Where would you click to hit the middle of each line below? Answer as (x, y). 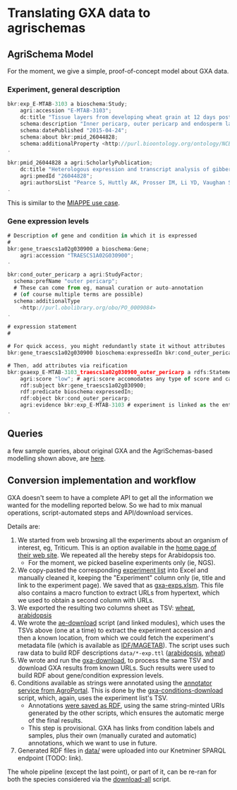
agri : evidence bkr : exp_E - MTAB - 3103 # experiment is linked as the (120, 405)
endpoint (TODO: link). (50, 757)
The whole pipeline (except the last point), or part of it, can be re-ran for (112, 772)
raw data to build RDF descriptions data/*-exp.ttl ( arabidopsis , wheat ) (121, 653)
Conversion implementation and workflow (102, 481)
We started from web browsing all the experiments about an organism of (123, 540)
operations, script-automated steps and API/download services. (100, 512)
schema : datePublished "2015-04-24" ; (74, 130)
